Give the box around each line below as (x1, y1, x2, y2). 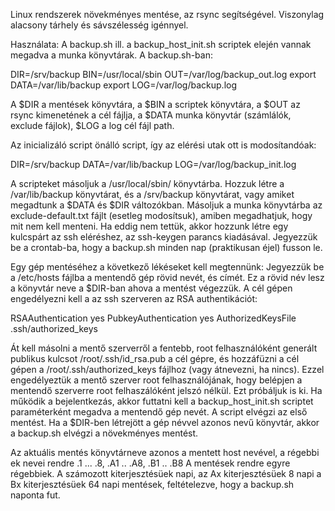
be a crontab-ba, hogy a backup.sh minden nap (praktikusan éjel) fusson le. (10, 242, 323, 253)
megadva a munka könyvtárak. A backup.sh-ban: (10, 49, 213, 61)
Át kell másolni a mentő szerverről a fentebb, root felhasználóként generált (10, 342, 318, 354)
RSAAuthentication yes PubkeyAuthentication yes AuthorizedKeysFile (10, 312, 297, 324)
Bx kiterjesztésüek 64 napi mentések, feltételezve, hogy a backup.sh (10, 479, 295, 490)
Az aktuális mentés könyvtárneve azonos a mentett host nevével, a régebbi (10, 447, 320, 458)
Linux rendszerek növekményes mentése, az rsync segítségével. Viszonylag (10, 9, 325, 20)
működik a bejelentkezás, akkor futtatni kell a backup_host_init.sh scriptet (10, 395, 314, 407)
